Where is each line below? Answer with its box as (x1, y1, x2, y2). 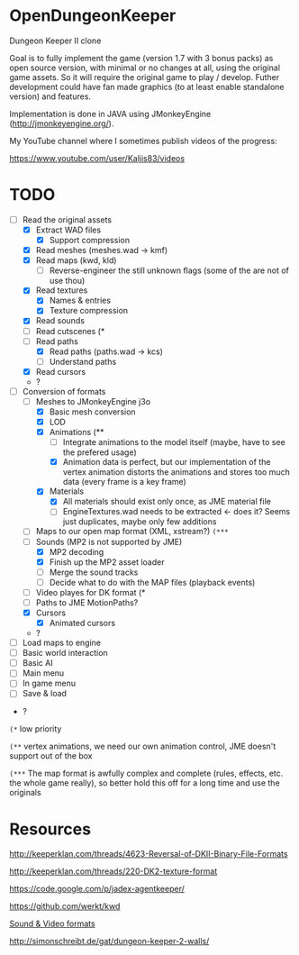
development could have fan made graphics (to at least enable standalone (9, 81, 285, 92)
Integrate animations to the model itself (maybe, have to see (62, 437, 285, 448)
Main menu (22, 668, 65, 678)
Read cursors (35, 366, 86, 377)
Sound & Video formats (9, 918, 96, 929)
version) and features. (9, 91, 92, 102)
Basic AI (22, 658, 53, 668)
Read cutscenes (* (35, 325, 105, 336)
